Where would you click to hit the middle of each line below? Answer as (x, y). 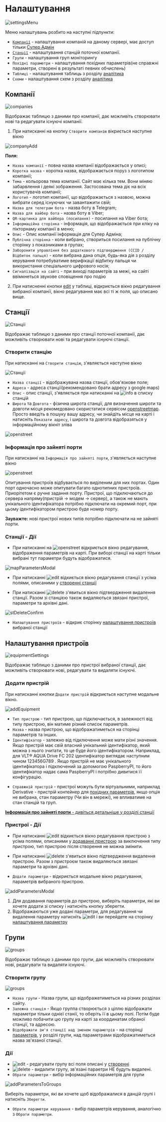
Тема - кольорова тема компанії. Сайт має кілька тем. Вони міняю (82, 181)
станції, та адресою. (34, 1024)
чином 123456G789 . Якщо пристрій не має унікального (72, 761)
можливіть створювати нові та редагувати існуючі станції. (67, 339)
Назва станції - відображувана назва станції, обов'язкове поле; (81, 382)
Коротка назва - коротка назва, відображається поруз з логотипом (83, 170)
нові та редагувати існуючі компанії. (44, 121)
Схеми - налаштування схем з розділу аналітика (63, 79)
